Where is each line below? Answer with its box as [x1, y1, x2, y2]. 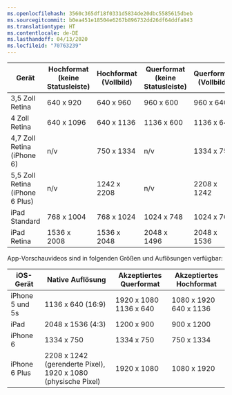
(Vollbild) [101, 78, 133, 87]
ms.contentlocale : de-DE [7, 29, 79, 37]
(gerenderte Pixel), [44, 360, 106, 369]
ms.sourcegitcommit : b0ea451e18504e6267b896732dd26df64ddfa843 [7, 17, 193, 24]
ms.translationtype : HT [7, 23, 76, 30]
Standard [10, 216, 41, 226]
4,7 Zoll [10, 133, 36, 143]
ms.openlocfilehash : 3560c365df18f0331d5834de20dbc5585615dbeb [7, 10, 193, 17]
